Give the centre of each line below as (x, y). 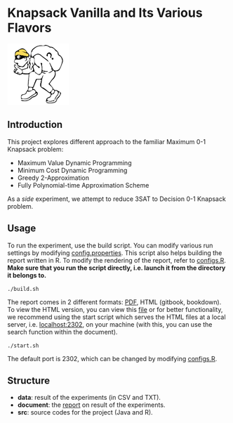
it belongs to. (27, 275)
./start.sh (23, 346)
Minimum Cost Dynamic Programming (72, 170)
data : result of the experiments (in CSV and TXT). (89, 398)
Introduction (35, 125)
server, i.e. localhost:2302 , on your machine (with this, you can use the (110, 324)
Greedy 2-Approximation (53, 178)
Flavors (29, 28)
